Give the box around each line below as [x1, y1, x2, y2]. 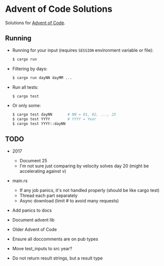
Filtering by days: [12, 66, 48, 72]
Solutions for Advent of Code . [5, 20, 66, 26]
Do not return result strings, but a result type [12, 255, 103, 261]
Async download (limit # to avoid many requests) [19, 197, 119, 203]
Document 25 [19, 157, 48, 163]
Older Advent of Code [12, 226, 57, 232]
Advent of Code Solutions [5, 3, 112, 15]
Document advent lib [12, 217, 55, 223]
